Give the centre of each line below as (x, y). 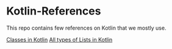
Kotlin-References (54, 11)
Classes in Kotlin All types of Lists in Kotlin (59, 39)
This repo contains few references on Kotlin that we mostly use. (86, 28)
